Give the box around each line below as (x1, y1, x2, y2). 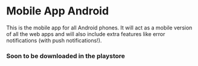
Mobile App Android (6, 4, 109, 18)
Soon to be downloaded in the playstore (6, 52, 126, 60)
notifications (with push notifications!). (6, 37, 102, 44)
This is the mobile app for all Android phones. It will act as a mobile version (6, 24, 193, 31)
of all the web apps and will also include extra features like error (6, 30, 165, 37)
